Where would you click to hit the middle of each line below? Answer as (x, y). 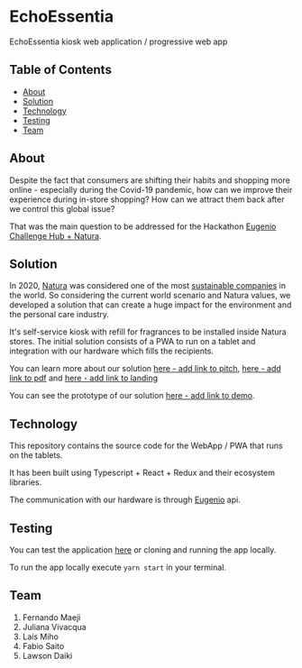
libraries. (26, 482)
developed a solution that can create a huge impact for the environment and (151, 305)
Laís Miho (41, 636)
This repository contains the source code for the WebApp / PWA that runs (146, 446)
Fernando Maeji (51, 617)
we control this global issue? (62, 208)
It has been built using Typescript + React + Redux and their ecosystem (142, 473)
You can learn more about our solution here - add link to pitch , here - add (145, 369)
